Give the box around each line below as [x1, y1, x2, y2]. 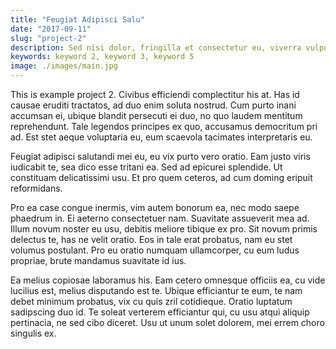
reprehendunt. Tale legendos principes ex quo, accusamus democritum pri [10, 121, 318, 132]
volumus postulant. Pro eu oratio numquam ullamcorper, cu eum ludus [10, 244, 300, 256]
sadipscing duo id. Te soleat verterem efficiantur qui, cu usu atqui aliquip [10, 306, 310, 318]
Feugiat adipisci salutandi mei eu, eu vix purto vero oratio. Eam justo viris [10, 151, 311, 162]
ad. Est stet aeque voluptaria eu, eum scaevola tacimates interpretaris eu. [10, 131, 313, 143]
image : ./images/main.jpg [10, 61, 118, 71]
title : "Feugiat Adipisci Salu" [10, 14, 145, 25]
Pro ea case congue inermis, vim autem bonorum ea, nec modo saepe [10, 202, 300, 213]
